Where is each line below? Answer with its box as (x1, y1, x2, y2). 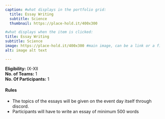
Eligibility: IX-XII (5, 66, 38, 71)
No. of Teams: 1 (5, 71, 38, 76)
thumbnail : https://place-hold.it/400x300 (9, 21, 98, 26)
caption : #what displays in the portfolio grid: (5, 7, 107, 12)
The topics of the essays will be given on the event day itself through (12, 98, 152, 104)
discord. (12, 103, 29, 109)
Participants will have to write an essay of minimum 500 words (12, 108, 139, 114)
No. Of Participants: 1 (5, 76, 50, 82)
